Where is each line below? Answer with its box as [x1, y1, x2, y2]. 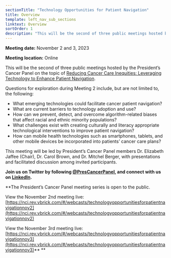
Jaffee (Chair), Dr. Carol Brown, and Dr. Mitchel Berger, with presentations [5, 153, 160, 159]
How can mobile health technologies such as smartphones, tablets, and [12, 133, 163, 139]
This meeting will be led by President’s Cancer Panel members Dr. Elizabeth [5, 148, 164, 154]
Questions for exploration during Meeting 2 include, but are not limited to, [5, 85, 159, 91]
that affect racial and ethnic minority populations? [12, 117, 117, 122]
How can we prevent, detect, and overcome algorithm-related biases [12, 111, 157, 117]
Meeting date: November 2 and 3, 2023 [5, 45, 90, 51]
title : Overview [5, 12, 40, 17]
